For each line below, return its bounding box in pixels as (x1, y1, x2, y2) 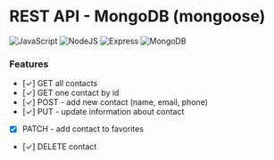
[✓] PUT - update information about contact (21, 107, 185, 117)
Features (9, 58, 49, 70)
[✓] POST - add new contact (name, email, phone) (21, 97, 208, 108)
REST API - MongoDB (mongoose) (9, 6, 266, 27)
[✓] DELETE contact (21, 141, 97, 152)
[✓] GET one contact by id (21, 87, 120, 99)
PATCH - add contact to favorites (21, 124, 145, 134)
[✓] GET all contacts (21, 78, 98, 89)
